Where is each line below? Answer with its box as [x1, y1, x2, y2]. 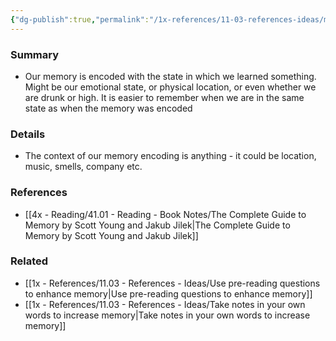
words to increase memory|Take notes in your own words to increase [24, 309, 311, 321]
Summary [10, 47, 60, 61]
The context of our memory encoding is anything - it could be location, [24, 150, 317, 162]
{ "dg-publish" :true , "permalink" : [10, 14, 150, 25]
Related [10, 254, 49, 268]
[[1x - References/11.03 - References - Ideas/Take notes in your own [24, 298, 306, 310]
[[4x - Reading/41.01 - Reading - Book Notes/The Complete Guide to [24, 208, 307, 220]
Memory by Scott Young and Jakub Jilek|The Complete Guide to [24, 219, 291, 231]
